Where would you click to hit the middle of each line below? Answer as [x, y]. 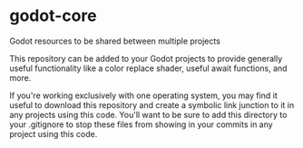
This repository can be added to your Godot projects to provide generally [146, 58]
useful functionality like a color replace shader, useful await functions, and [148, 68]
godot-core [53, 16]
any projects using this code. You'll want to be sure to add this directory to [148, 114]
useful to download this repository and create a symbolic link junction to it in [152, 104]
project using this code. [54, 133]
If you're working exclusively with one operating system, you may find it [144, 95]
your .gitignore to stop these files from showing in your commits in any [142, 124]
